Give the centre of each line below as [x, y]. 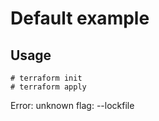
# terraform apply [48, 87]
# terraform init [46, 78]
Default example [80, 18]
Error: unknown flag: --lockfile [72, 105]
